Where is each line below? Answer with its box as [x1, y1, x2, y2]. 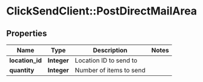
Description [93, 46, 128, 54]
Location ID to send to [75, 56, 138, 65]
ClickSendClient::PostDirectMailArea [6, 4, 198, 18]
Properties [6, 28, 47, 39]
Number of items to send [75, 66, 145, 74]
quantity [9, 66, 35, 74]
